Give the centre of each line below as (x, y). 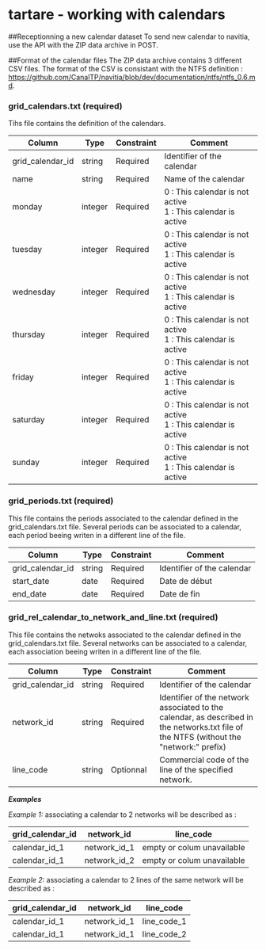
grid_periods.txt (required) (61, 501)
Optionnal (129, 769)
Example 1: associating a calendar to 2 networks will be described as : (122, 815)
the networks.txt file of (201, 727)
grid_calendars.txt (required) (65, 106)
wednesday (34, 292)
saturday (28, 420)
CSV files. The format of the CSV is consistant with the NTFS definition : (126, 68)
